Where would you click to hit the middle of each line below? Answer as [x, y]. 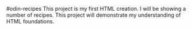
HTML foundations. [30, 21]
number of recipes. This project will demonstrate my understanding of [94, 15]
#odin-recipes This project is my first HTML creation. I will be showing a [96, 9]
